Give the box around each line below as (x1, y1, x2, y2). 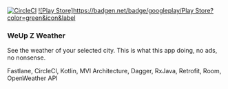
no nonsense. (7, 53, 46, 62)
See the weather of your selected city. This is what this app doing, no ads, (7, 47, 218, 55)
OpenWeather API (7, 74, 58, 82)
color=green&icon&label (7, 14, 76, 22)
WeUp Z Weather (7, 31, 65, 40)
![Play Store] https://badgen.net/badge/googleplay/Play (38, 7, 194, 14)
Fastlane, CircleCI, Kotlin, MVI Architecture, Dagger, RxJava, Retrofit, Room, (7, 67, 222, 75)
